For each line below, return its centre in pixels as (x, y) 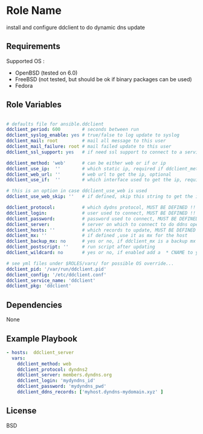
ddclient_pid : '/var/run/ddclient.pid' (56, 269)
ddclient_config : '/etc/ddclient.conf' (56, 275)
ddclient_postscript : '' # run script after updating (81, 247)
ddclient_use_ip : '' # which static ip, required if (85, 169)
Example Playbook (42, 339)
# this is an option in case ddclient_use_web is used (77, 191)
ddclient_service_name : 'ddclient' (51, 280)
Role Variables (34, 105)
